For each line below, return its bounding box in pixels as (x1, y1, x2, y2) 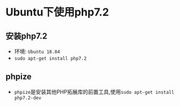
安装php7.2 (5, 31, 48, 41)
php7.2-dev (14, 95, 42, 101)
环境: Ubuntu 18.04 (14, 48, 60, 55)
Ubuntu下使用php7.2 (5, 5, 110, 19)
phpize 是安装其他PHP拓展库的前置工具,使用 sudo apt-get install (14, 88, 175, 95)
